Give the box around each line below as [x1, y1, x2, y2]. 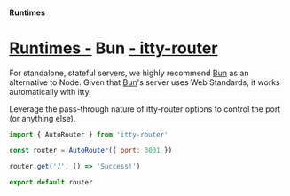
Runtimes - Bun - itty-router [9, 38, 218, 58]
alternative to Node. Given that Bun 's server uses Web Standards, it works [9, 76, 281, 88]
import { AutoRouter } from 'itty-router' [9, 129, 169, 139]
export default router [9, 178, 93, 187]
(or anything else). [9, 113, 76, 123]
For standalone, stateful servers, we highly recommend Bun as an [9, 67, 249, 78]
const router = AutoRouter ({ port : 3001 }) [9, 146, 173, 155]
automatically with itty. [9, 86, 91, 97]
